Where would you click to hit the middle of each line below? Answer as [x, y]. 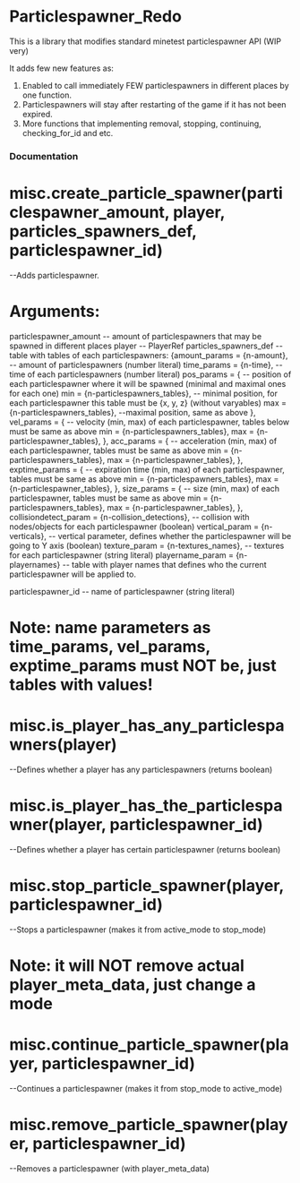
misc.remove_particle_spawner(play [149, 1125]
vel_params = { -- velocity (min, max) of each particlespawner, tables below [149, 422]
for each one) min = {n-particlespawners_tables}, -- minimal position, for [144, 393]
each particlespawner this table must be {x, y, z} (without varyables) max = [148, 403]
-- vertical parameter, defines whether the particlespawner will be [170, 536]
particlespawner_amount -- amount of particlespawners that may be [136, 336]
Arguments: [55, 311]
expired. [38, 114]
